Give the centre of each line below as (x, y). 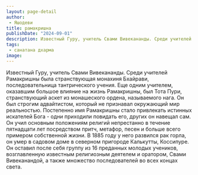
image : (14, 56)
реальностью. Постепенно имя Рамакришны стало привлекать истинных (99, 110)
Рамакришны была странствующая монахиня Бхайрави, (78, 79)
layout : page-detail (32, 12)
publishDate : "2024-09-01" (39, 34)
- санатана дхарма (31, 50)
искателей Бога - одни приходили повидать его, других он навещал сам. (98, 116)
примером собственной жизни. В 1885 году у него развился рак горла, (96, 135)
